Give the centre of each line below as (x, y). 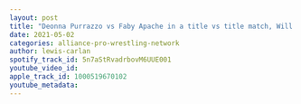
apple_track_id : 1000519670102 (68, 77)
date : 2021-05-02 (42, 34)
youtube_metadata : (44, 85)
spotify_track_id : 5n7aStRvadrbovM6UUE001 (90, 60)
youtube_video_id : (44, 69)
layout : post (34, 18)
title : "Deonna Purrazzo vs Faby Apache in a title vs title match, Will (151, 26)
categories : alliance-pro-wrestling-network (94, 43)
